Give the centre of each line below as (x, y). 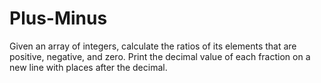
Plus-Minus (58, 18)
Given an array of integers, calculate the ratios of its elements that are (153, 46)
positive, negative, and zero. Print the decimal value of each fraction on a (160, 56)
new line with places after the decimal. (88, 67)
